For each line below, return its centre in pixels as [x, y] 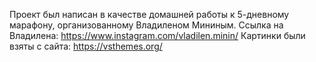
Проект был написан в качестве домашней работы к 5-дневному [149, 14]
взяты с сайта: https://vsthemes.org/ [86, 46]
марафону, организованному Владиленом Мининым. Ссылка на [146, 25]
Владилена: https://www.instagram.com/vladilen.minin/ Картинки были [157, 35]
